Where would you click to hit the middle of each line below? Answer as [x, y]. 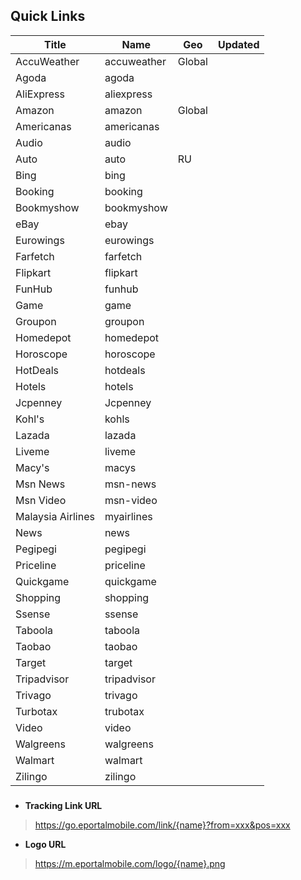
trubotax [124, 711]
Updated [238, 44]
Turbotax [36, 711]
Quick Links [48, 16]
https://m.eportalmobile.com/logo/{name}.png [130, 863]
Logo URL [45, 844]
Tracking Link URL [63, 805]
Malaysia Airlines [55, 516]
